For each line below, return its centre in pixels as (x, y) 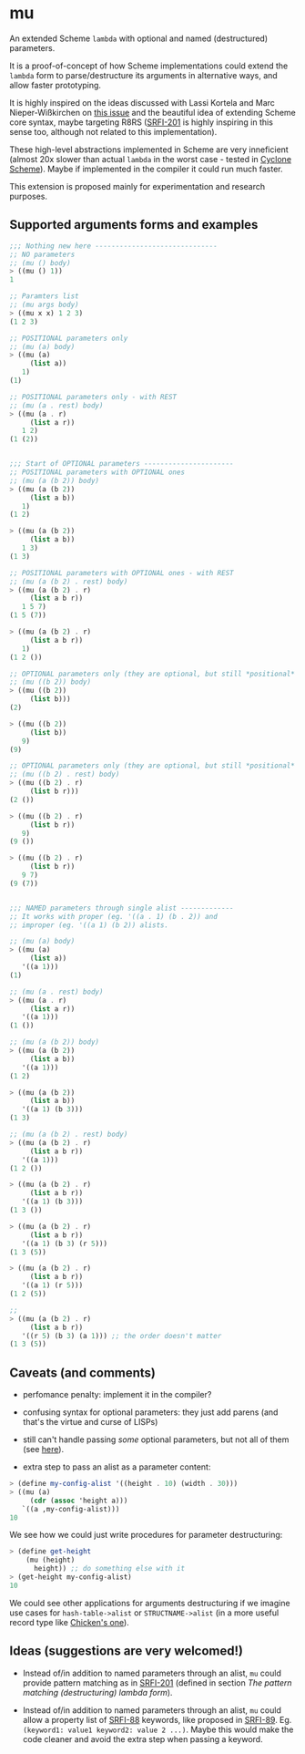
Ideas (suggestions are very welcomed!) (127, 1651)
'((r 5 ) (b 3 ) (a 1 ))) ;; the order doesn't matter (122, 1336)
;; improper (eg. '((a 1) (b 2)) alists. (89, 925)
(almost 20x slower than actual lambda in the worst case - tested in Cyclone (151, 159)
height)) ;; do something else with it (109, 1569)
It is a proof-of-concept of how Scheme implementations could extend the (149, 66)
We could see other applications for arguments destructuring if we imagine (150, 1603)
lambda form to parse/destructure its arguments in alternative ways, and (143, 75)
